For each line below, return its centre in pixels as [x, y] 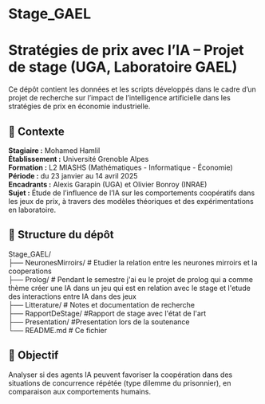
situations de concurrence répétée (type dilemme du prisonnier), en [120, 382]
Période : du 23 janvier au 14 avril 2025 [73, 175]
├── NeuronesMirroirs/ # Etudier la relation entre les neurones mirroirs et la [133, 262]
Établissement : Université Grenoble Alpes [79, 159]
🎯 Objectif [34, 355]
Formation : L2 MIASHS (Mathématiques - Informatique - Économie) [121, 167]
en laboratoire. [32, 210]
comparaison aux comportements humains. [80, 391]
